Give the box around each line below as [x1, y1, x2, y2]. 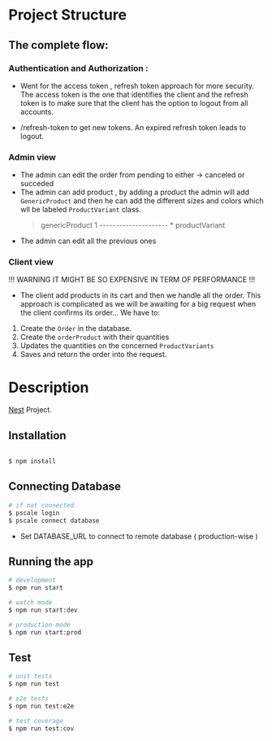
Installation [8, 429, 67, 442]
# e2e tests [8, 695, 49, 703]
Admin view [8, 151, 57, 163]
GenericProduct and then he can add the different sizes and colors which [19, 196, 264, 206]
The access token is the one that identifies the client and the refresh [19, 89, 249, 99]
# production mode [8, 621, 71, 629]
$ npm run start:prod [8, 628, 82, 636]
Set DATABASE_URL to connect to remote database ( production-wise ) [19, 531, 258, 541]
